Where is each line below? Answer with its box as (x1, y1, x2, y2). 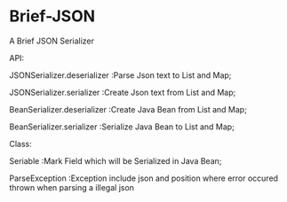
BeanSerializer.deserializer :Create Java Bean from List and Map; (9, 104, 247, 114)
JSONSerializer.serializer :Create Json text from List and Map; (9, 87, 236, 97)
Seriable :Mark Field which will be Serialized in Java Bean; (9, 155, 222, 166)
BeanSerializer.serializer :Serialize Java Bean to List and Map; (9, 121, 235, 132)
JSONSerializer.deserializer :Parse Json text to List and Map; (9, 69, 232, 81)
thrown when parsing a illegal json (9, 182, 135, 192)
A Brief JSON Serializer (9, 35, 95, 46)
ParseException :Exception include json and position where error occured (9, 173, 278, 183)
